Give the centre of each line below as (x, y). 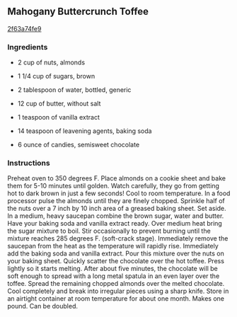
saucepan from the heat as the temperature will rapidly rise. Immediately (113, 246)
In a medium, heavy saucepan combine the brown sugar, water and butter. (116, 216)
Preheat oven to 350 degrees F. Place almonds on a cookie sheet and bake (117, 178)
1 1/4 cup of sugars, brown (56, 76)
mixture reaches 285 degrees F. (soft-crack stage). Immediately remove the (118, 238)
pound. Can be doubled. (43, 306)
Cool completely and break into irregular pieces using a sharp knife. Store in (118, 291)
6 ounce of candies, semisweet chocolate (79, 145)
